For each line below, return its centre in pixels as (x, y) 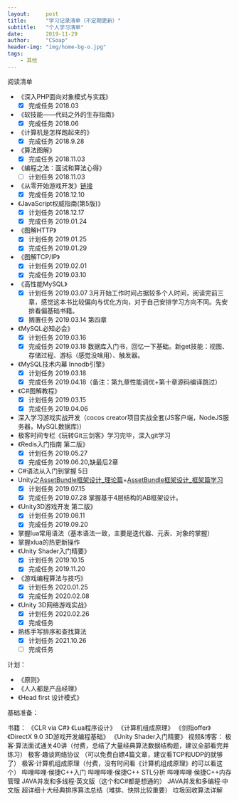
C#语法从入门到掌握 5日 (53, 471)
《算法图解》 (36, 150)
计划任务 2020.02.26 (59, 614)
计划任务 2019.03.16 (57, 337)
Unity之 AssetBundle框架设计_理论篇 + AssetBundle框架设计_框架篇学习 (120, 480)
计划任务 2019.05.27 (58, 453)
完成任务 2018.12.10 (57, 195)
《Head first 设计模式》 (50, 697)
